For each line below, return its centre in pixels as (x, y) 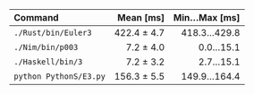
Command (37, 17)
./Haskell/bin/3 (48, 62)
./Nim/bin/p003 (46, 47)
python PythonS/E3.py (59, 77)
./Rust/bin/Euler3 (53, 33)
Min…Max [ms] (207, 17)
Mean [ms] (141, 17)
